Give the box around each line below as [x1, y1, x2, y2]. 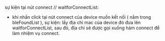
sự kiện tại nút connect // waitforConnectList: [5, 5, 99, 10]
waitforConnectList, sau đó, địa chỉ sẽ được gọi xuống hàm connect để [12, 25, 160, 31]
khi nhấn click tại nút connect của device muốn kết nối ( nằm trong [12, 14, 151, 20]
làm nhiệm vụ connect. [12, 30, 60, 36]
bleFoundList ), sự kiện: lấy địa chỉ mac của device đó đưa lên [12, 20, 141, 25]
